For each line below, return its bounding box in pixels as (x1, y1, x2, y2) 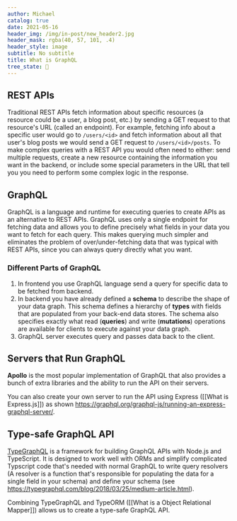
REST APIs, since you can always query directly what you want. (7, 245, 192, 254)
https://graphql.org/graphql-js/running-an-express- (75, 400, 226, 408)
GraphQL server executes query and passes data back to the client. (17, 332, 215, 340)
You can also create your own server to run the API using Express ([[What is (7, 393, 229, 401)
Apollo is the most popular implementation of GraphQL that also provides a (7, 371, 226, 380)
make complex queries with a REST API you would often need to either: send (7, 146, 231, 155)
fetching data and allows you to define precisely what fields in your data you (7, 223, 230, 231)
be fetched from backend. (17, 286, 94, 295)
